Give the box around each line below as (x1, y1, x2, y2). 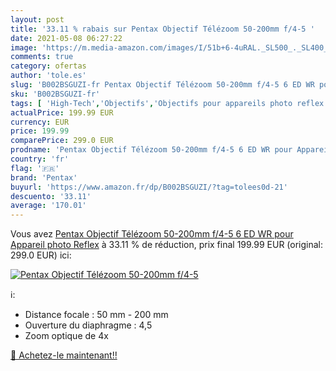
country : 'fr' (10, 154, 70, 164)
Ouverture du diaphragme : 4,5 (24, 319, 153, 331)
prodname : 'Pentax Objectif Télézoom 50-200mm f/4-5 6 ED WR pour (10, 145, 293, 155)
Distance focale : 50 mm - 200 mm (24, 309, 169, 321)
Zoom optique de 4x (24, 330, 109, 342)
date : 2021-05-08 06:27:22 (10, 33, 123, 43)
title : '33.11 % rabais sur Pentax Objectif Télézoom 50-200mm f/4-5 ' (10, 24, 315, 34)
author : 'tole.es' (10, 71, 87, 81)
